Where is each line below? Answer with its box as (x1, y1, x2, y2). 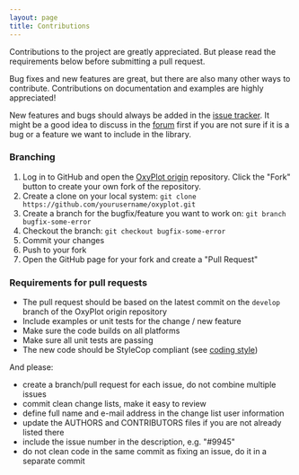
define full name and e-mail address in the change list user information (22, 408, 285, 418)
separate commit (22, 455, 85, 467)
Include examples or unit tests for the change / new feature (22, 316, 242, 327)
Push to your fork (22, 244, 87, 255)
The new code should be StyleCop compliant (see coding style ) (22, 345, 259, 356)
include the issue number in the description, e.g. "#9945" (22, 436, 236, 447)
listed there (22, 427, 65, 438)
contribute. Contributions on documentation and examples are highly (9, 83, 264, 93)
